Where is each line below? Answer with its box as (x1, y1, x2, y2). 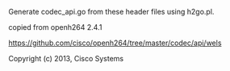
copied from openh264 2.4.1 (8, 23, 102, 31)
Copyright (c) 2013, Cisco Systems (8, 54, 124, 63)
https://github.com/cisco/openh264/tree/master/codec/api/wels (8, 38, 222, 48)
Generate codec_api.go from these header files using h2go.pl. (8, 7, 215, 16)
